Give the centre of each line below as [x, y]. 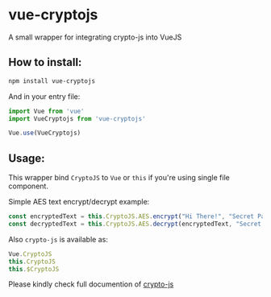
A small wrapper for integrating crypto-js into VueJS [95, 37]
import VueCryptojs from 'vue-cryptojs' [77, 118]
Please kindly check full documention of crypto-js [91, 284]
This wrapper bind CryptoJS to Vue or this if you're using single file [119, 178]
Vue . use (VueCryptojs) [45, 133]
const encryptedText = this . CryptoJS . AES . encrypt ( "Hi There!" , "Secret [131, 217]
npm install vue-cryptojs [52, 81]
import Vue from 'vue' [46, 111]
